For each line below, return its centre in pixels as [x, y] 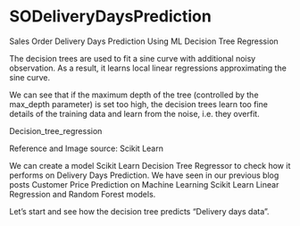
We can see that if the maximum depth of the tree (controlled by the [134, 95]
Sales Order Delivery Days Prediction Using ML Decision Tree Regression [144, 41]
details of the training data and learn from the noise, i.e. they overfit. [135, 113]
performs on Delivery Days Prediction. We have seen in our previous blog [144, 175]
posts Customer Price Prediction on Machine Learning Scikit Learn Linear [144, 184]
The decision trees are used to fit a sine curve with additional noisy [133, 58]
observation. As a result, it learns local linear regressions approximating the [148, 68]
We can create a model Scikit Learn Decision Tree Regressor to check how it [150, 165]
